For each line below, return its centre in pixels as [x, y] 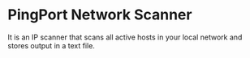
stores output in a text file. [51, 45]
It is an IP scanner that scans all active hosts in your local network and [125, 37]
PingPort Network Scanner [100, 15]
